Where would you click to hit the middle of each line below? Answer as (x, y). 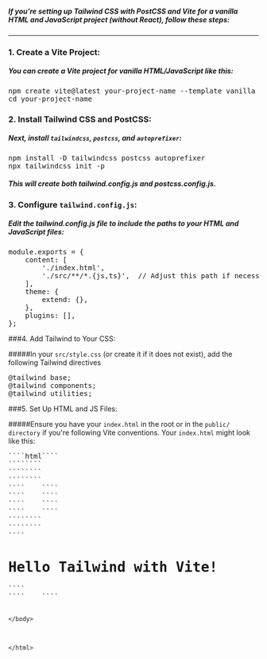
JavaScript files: (37, 232)
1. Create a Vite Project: (54, 52)
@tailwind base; (40, 377)
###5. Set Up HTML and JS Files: (63, 409)
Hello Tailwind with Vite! (113, 567)
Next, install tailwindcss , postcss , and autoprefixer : (95, 138)
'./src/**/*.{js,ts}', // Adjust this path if (136, 275)
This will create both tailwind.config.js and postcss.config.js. (112, 184)
